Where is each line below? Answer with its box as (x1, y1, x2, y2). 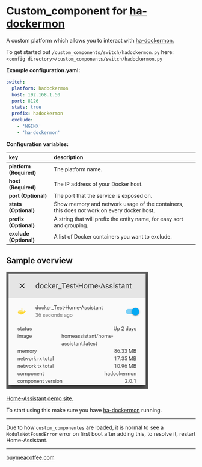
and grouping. (54, 221, 88, 229)
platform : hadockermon (11, 85, 69, 91)
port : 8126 (11, 98, 39, 104)
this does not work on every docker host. (54, 207, 155, 214)
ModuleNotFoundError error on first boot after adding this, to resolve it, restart (6, 430, 196, 438)
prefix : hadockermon (11, 111, 63, 117)
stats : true (11, 104, 42, 111)
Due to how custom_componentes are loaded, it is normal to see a (6, 424, 164, 431)
